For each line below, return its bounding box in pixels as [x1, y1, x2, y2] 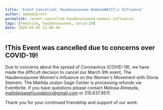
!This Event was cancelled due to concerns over [5, 44, 155, 52]
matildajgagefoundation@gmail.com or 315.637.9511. [5, 90, 111, 96]
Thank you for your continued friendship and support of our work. [5, 99, 138, 105]
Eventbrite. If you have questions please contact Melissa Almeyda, [5, 85, 139, 90]
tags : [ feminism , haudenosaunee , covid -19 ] [5, 21, 96, 26]
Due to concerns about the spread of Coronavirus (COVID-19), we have [5, 64, 150, 70]
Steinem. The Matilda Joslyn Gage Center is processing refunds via [5, 79, 141, 86]
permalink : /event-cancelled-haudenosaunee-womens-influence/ [5, 16, 135, 21]
